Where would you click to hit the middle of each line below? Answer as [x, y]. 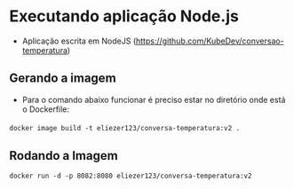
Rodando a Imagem [64, 156]
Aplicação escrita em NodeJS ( [79, 41]
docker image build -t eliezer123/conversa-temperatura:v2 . [125, 129]
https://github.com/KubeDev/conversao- [210, 41]
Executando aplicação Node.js [124, 16]
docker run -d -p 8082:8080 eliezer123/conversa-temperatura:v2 [131, 176]
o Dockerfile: [45, 109]
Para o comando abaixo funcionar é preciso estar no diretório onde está [154, 99]
